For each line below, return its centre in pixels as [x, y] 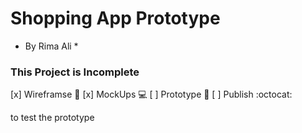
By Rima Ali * [51, 46]
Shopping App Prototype [115, 18]
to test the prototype [52, 118]
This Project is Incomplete [75, 72]
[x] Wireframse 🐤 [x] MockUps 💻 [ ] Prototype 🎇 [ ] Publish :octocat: [151, 94]
